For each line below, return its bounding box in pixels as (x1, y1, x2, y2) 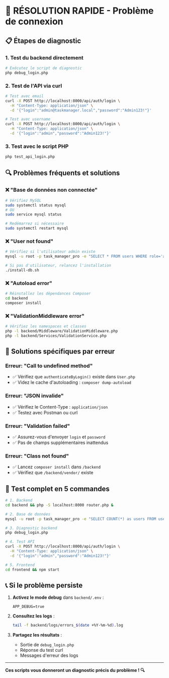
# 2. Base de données (5, 512, 51, 517)
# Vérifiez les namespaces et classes (5, 324, 87, 329)
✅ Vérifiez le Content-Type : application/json (12, 404, 108, 410)
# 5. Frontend (5, 562, 35, 568)
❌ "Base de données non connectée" (5, 187, 98, 194)
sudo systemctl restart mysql (5, 226, 69, 231)
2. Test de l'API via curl (5, 82, 62, 89)
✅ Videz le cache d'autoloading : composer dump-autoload (12, 379, 132, 385)
